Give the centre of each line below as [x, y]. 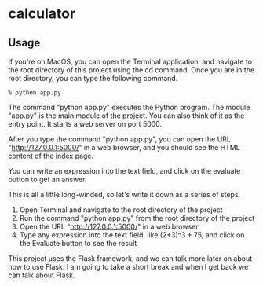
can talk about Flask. [42, 275]
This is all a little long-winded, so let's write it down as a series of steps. [124, 194]
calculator [42, 14]
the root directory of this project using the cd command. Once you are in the [131, 70]
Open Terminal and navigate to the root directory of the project [121, 210]
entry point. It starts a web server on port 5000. [85, 124]
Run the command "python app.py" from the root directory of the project [137, 218]
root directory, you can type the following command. [93, 78]
